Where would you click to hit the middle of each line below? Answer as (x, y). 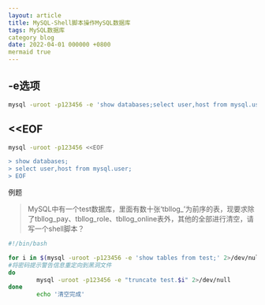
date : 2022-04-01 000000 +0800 (60, 45)
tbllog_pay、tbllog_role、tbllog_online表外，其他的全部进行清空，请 (144, 219)
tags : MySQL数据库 (37, 30)
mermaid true (30, 52)
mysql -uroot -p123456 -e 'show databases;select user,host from (118, 104)
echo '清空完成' (61, 295)
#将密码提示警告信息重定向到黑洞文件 (60, 265)
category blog (32, 37)
